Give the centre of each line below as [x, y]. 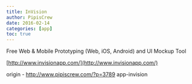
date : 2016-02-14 [28, 23]
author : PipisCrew [29, 17]
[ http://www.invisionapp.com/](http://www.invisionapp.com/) [82, 63]
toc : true [19, 34]
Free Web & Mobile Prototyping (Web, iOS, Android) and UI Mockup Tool [96, 51]
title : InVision [27, 12]
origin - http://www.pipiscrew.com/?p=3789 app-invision [77, 74]
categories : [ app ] [29, 28]
